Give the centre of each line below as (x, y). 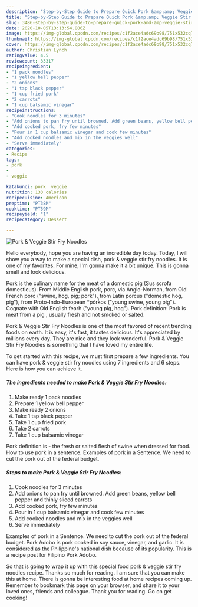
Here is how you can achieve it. (44, 369)
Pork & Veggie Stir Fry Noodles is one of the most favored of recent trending (99, 326)
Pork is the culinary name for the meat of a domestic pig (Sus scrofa (89, 283)
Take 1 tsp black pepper (43, 416)
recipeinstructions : (32, 110)
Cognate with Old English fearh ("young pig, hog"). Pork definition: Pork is (96, 308)
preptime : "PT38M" (29, 203)
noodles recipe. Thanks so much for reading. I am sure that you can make (95, 572)
